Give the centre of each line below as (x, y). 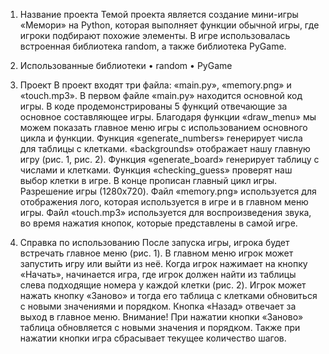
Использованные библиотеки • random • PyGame (126, 65)
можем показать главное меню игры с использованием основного (163, 127)
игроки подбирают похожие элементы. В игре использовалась (155, 35)
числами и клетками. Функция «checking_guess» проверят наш (156, 170)
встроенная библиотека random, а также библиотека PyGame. (153, 46)
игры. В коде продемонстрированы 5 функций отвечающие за (153, 106)
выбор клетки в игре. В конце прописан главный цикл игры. (148, 180)
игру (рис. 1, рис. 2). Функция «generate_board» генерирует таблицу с (169, 159)
